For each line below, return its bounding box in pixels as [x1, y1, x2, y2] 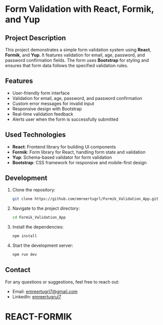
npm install [12, 233, 37, 238]
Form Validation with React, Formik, [5, 3, 154, 15]
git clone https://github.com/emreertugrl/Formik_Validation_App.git [12, 196, 159, 201]
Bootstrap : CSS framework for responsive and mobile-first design [12, 159, 147, 165]
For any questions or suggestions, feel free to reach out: [5, 279, 120, 285]
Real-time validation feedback [12, 111, 74, 117]
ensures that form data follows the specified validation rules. [5, 63, 128, 68]
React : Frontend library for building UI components [12, 143, 116, 149]
